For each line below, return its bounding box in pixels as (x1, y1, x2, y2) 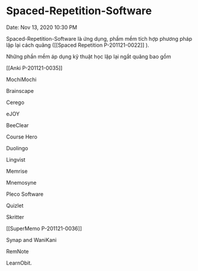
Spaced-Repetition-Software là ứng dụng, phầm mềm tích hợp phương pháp (6, 35, 193, 42)
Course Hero (6, 133, 37, 140)
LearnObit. (6, 259, 33, 266)
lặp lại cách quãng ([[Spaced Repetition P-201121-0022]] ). (6, 41, 149, 49)
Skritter (6, 213, 24, 220)
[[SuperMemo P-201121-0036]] (6, 225, 82, 232)
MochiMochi (6, 76, 37, 83)
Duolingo (6, 144, 28, 151)
